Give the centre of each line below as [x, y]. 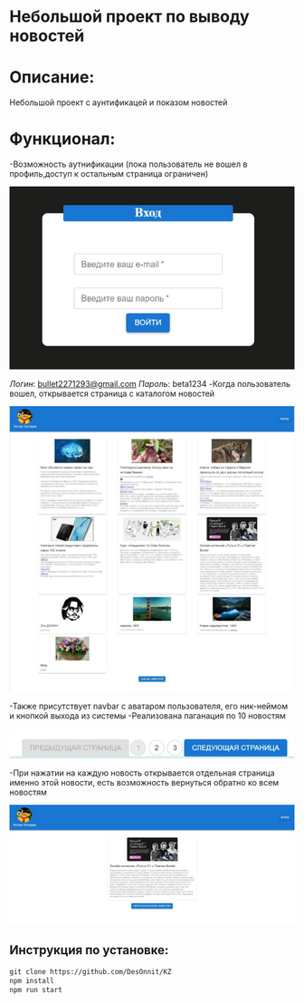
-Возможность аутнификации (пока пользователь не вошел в [128, 164]
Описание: [52, 77]
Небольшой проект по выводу [130, 17]
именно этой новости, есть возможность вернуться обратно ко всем [144, 782]
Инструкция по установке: [89, 950]
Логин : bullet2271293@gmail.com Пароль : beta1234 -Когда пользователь [150, 383]
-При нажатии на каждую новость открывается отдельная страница [142, 773]
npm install [32, 981]
